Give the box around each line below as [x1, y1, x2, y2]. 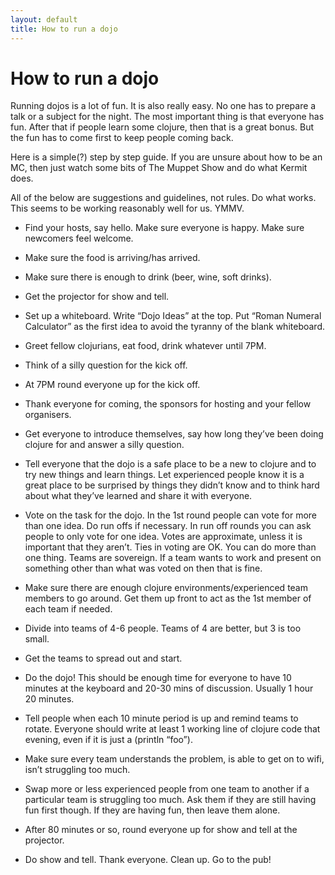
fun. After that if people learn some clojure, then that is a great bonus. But [10, 121, 315, 133]
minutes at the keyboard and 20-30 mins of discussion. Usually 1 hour [24, 682, 314, 695]
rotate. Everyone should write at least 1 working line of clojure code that [24, 723, 321, 735]
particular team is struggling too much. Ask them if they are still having [24, 794, 317, 806]
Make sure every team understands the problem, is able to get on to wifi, [24, 753, 325, 765]
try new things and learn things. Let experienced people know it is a [24, 469, 305, 481]
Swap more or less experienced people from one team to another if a [24, 783, 310, 795]
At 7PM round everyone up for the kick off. [24, 379, 201, 391]
